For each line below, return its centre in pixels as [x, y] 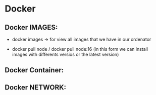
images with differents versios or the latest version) [65, 54]
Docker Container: [34, 70]
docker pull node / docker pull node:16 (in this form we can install [80, 49]
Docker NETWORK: [36, 87]
